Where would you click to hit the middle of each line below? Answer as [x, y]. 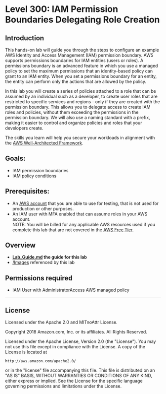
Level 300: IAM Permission [62, 9]
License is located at [26, 352]
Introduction [25, 38]
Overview [21, 245]
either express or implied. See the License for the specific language [74, 381]
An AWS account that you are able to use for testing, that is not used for [85, 203]
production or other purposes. [43, 208]
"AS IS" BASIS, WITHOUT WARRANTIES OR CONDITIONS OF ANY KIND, [79, 376]
